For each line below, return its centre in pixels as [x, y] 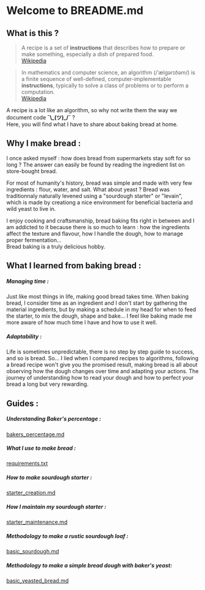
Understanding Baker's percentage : [54, 419]
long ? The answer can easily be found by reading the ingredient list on [95, 165]
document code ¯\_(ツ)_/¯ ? [41, 117]
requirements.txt [27, 463]
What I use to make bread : [41, 448]
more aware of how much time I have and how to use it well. [82, 322]
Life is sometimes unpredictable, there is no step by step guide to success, [100, 352]
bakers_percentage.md [35, 434]
